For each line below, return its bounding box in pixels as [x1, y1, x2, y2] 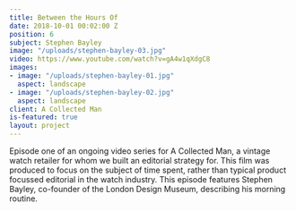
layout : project [9, 122, 70, 131]
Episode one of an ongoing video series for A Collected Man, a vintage [9, 146, 271, 156]
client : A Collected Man [9, 105, 102, 114]
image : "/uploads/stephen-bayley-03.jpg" [9, 46, 167, 55]
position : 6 [9, 30, 54, 38]
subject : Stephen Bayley [9, 38, 102, 47]
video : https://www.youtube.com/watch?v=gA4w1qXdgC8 [9, 55, 211, 63]
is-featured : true [9, 113, 78, 122]
